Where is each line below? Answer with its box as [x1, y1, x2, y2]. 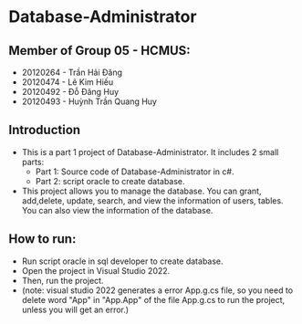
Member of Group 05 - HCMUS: [8, 43, 191, 58]
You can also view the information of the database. [21, 204, 213, 215]
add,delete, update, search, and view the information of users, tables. [21, 194, 284, 206]
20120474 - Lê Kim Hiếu [21, 77, 114, 88]
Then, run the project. [21, 275, 104, 286]
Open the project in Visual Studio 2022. [21, 265, 171, 276]
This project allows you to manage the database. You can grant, [21, 185, 262, 196]
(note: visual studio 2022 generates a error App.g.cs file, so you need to [21, 285, 294, 296]
